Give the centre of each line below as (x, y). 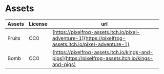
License (38, 24)
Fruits (14, 38)
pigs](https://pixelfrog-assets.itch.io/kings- (102, 58)
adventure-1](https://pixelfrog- (89, 38)
